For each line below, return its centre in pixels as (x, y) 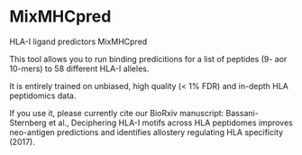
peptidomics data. (43, 96)
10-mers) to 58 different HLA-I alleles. (79, 68)
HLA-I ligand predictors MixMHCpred (78, 41)
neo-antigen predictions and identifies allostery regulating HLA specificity (146, 132)
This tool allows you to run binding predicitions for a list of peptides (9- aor (148, 59)
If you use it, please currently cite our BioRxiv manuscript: (117, 113)
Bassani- (242, 113)
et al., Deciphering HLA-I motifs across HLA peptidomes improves (170, 123)
